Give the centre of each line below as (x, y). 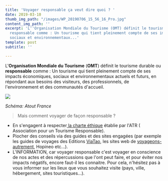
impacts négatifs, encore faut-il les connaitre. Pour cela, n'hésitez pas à (86, 162)
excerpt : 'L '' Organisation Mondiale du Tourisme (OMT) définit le (76, 28)
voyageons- (149, 141)
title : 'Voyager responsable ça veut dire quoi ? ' (60, 10)
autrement (23, 146)
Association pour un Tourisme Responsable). (58, 130)
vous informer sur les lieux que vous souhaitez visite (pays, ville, (79, 167)
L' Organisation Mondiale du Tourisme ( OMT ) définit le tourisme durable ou (83, 65)
